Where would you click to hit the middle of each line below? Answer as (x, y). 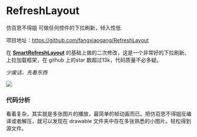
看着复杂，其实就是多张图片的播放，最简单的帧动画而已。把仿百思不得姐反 (96, 114)
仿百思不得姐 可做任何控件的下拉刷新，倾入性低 (64, 28)
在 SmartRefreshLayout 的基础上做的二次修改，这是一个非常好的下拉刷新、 (98, 52)
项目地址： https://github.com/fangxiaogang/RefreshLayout (77, 40)
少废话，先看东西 (27, 72)
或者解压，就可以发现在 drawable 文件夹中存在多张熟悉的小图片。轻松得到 (101, 121)
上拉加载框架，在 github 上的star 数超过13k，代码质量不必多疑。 (84, 60)
